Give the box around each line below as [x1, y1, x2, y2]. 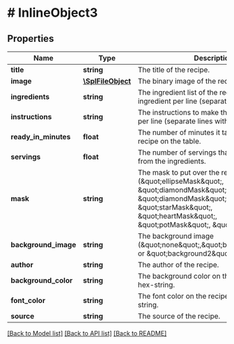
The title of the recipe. [137, 65, 210, 75]
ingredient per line [137, 96, 198, 106]
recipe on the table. [137, 136, 201, 146]
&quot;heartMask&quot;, [137, 211, 217, 221]
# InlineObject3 [7, 5, 98, 21]
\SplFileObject [82, 77, 131, 86]
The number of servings [137, 148, 217, 157]
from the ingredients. [137, 157, 207, 166]
